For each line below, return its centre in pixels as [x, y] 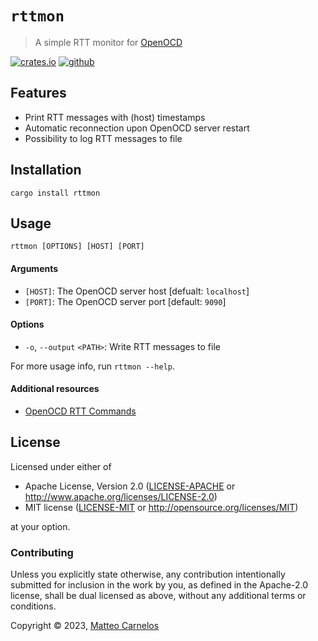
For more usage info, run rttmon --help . [93, 366]
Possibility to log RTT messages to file [103, 138]
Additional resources [55, 389]
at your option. [40, 526]
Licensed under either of [61, 466]
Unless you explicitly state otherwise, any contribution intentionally [148, 574]
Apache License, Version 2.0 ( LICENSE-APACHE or [130, 486]
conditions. [33, 606]
